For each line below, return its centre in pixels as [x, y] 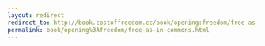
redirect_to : [29, 23]
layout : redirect [36, 15]
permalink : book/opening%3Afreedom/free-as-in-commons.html [109, 30]
